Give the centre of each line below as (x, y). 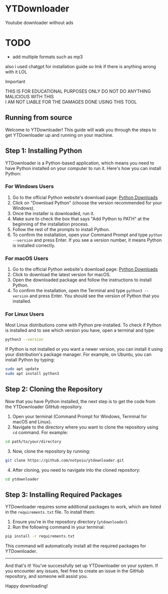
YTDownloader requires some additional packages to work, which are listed (83, 507)
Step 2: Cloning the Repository (54, 389)
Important (15, 81)
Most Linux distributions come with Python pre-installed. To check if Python (83, 325)
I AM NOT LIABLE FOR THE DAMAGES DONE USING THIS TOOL (71, 102)
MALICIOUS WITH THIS (29, 96)
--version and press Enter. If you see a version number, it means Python (87, 240)
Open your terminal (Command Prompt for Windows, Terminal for (80, 416)
